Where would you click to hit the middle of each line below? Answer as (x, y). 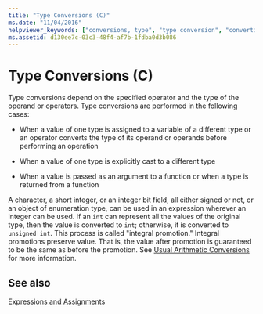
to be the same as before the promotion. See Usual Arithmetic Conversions (129, 250)
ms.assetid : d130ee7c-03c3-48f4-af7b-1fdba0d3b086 (92, 37)
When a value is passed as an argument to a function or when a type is (134, 176)
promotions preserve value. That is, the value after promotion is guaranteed (130, 242)
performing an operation (59, 146)
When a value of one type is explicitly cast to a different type (117, 161)
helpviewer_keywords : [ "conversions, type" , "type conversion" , (115, 30)
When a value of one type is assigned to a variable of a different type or (135, 129)
